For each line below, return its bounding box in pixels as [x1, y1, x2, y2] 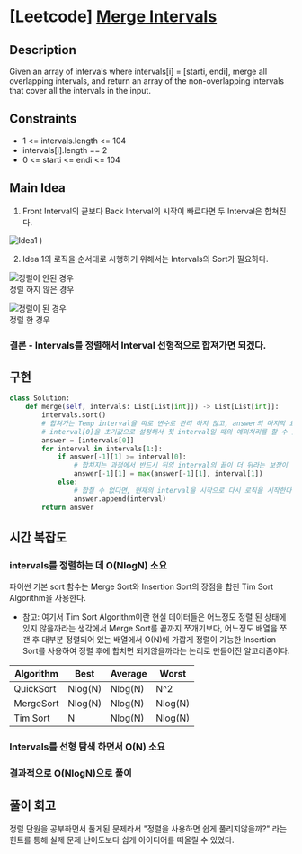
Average [110, 668, 147, 680]
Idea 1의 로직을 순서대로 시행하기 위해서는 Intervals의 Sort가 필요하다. [22, 253, 269, 264]
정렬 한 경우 [9, 313, 51, 325]
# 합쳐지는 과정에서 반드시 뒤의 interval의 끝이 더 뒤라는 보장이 [73, 461, 289, 470]
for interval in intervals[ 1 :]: [41, 444, 164, 453]
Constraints [9, 111, 77, 127]
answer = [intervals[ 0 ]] [41, 435, 135, 445]
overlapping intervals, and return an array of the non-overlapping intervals [9, 76, 285, 86]
